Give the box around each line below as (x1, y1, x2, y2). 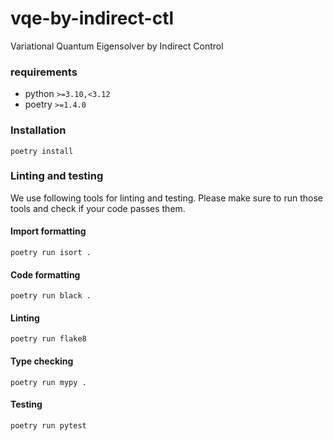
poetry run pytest (10, 420, 87, 431)
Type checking (10, 355, 74, 367)
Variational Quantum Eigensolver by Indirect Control (10, 40, 224, 52)
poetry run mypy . (10, 377, 87, 387)
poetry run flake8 (10, 334, 87, 344)
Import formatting (10, 225, 87, 237)
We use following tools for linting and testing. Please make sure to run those (10, 192, 323, 204)
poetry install (10, 146, 74, 156)
